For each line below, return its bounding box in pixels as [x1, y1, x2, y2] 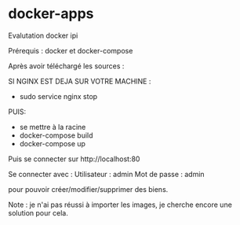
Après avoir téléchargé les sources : [8, 61, 125, 71]
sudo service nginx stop [19, 91, 98, 101]
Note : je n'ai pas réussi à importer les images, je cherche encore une [8, 200, 233, 209]
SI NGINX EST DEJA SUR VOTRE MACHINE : [8, 76, 151, 86]
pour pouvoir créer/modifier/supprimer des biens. [8, 184, 169, 194]
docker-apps [8, 5, 94, 23]
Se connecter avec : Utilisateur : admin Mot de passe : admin [8, 169, 205, 179]
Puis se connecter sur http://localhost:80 [8, 154, 140, 164]
